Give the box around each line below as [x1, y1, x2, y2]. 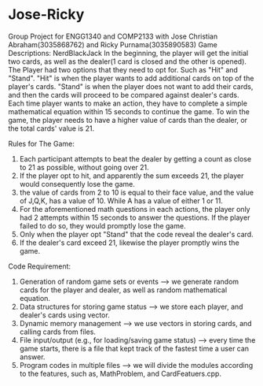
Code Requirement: [8, 262, 71, 271]
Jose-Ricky [8, 6, 85, 24]
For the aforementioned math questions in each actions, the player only [19, 204, 250, 213]
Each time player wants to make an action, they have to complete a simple [8, 98, 247, 108]
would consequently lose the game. [19, 179, 136, 188]
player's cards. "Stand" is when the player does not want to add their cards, [8, 81, 254, 91]
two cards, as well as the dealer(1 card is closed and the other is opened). [8, 57, 247, 66]
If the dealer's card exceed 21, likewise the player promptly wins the [19, 238, 239, 247]
